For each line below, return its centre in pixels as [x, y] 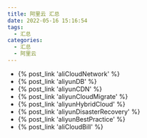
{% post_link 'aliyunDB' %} [57, 81]
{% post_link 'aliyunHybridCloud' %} [72, 104]
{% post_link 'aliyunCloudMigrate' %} [73, 96]
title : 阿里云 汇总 [34, 14]
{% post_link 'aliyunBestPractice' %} [72, 119]
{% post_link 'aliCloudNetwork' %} [69, 74]
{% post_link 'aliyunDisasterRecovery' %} [79, 112]
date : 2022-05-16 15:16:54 [47, 21]
